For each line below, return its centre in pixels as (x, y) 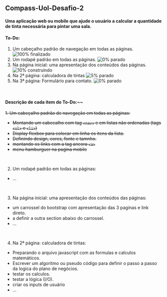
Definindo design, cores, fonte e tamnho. (54, 139)
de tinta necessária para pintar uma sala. (48, 26)
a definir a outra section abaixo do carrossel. (58, 218)
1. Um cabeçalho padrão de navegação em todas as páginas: (68, 113)
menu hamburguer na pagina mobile (50, 149)
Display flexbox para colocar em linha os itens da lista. (68, 133)
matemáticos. (26, 258)
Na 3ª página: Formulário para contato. (52, 81)
